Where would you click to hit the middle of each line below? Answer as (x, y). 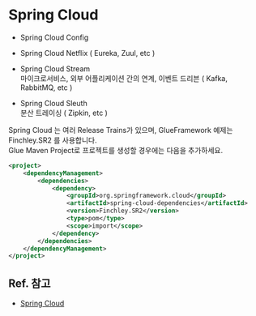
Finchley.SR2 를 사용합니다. (53, 140)
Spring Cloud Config (54, 37)
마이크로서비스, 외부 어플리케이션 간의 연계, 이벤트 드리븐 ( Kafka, (124, 78)
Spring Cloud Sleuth (53, 103)
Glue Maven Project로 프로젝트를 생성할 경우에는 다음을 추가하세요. (116, 150)
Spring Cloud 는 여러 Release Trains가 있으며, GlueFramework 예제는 (121, 130)
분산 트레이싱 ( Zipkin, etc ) (64, 113)
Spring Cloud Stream (55, 68)
